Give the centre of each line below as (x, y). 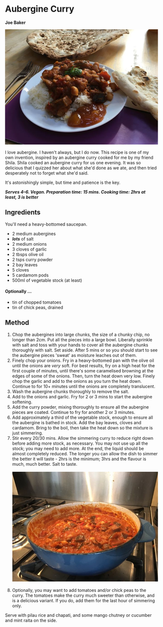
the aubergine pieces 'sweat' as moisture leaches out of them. (74, 355)
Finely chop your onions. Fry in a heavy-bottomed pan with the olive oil (83, 360)
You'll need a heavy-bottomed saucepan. (46, 224)
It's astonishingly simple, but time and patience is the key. (63, 182)
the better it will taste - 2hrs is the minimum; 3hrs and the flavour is (79, 459)
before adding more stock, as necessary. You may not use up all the (80, 443)
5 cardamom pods (30, 275)
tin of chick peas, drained (37, 307)
